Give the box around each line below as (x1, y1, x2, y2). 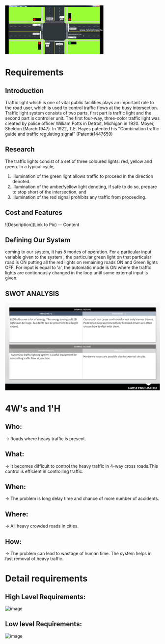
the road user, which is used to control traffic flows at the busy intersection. (5, 105, 158, 111)
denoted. (12, 178, 31, 184)
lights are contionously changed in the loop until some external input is (5, 270, 148, 276)
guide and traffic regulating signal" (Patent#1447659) (5, 131, 113, 137)
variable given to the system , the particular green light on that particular (5, 254, 152, 260)
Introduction (5, 86, 44, 95)
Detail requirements (5, 573, 88, 584)
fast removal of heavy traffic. (5, 556, 64, 562)
